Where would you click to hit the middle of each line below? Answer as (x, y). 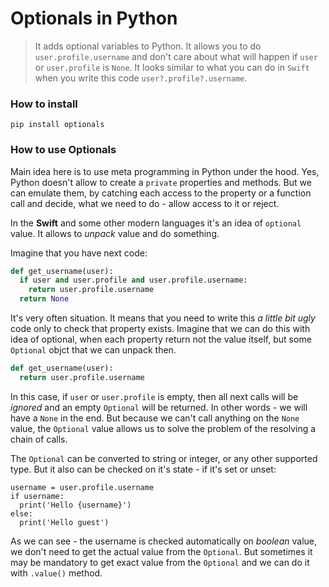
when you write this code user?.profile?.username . (141, 78)
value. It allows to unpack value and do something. (115, 233)
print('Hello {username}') (75, 505)
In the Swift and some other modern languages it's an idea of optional (156, 223)
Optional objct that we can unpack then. (93, 350)
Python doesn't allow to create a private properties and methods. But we (161, 182)
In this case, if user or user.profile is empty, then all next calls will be (154, 396)
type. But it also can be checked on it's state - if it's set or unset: (143, 469)
